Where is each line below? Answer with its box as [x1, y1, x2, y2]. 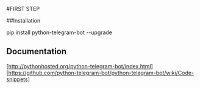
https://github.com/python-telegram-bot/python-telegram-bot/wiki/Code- [8, 69, 194, 76]
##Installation [6, 17, 41, 24]
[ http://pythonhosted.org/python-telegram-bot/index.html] [6, 62, 154, 69]
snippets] [6, 76, 30, 83]
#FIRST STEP [6, 5, 40, 12]
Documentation [6, 46, 67, 57]
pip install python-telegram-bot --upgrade [6, 29, 113, 36]
